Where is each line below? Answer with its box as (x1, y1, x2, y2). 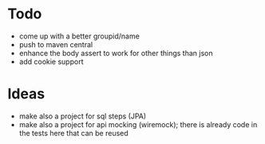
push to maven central (18, 39, 93, 49)
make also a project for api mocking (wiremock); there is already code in (18, 119, 258, 129)
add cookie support (18, 57, 84, 66)
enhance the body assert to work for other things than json (18, 48, 213, 58)
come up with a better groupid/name (18, 31, 140, 41)
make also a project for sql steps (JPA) (18, 111, 147, 121)
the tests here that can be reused (18, 128, 129, 138)
